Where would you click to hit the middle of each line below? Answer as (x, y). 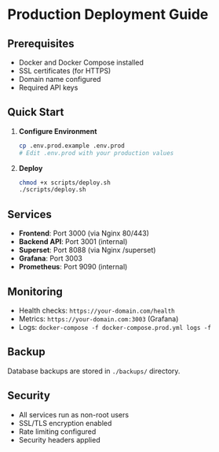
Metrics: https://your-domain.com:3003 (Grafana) (99, 319)
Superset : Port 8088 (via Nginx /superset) (87, 250)
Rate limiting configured (57, 432)
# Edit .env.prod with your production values (96, 153)
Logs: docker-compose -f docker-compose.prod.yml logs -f (115, 327)
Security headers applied (59, 439)
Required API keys (48, 87)
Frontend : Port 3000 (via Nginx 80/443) (84, 233)
